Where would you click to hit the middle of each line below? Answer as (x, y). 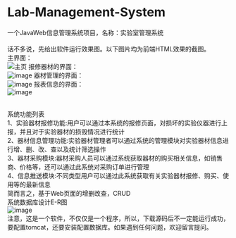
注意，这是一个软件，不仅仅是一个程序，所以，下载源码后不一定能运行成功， (118, 218)
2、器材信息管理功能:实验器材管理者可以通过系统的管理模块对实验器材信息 (115, 140)
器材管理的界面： (59, 75)
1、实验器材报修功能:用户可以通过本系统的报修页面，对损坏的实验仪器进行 (114, 123)
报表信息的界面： (59, 84)
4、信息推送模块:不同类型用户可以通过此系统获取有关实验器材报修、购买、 (115, 175)
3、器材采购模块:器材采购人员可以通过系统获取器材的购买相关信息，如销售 (115, 158)
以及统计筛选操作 (81, 149)
